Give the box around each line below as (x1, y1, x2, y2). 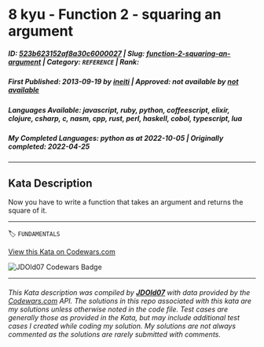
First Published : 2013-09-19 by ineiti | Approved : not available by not (8, 77, 239, 87)
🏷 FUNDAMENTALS (8, 229, 60, 238)
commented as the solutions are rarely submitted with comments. (8, 329, 222, 339)
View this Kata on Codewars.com (8, 247, 116, 257)
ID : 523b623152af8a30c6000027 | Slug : (8, 49, 145, 58)
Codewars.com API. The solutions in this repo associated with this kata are (8, 296, 252, 305)
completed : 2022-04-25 (8, 142, 90, 151)
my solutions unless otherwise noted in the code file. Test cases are (8, 305, 229, 314)
